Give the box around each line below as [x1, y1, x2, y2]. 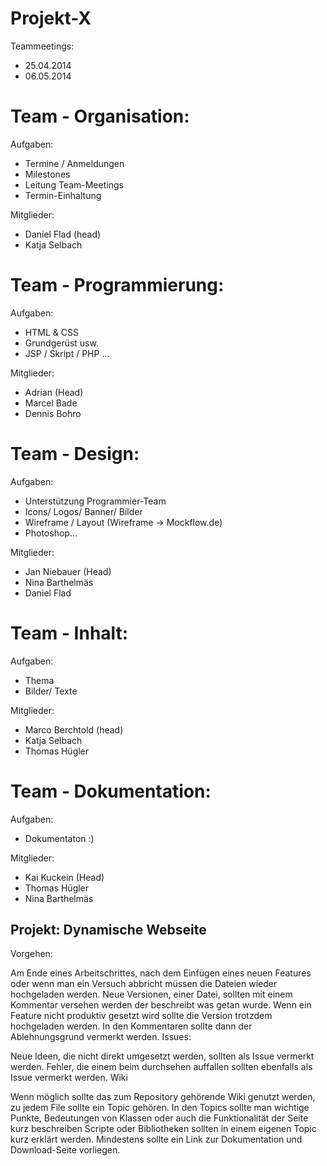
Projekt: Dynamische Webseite [10, 922, 207, 939]
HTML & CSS [24, 326, 79, 338]
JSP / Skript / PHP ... [24, 347, 110, 359]
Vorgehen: [10, 948, 53, 960]
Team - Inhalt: [10, 622, 129, 644]
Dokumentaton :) [24, 832, 95, 844]
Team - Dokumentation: [10, 780, 212, 802]
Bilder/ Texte [24, 685, 78, 697]
